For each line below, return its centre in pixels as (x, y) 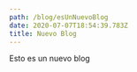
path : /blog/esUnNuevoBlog (59, 17)
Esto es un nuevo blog (49, 59)
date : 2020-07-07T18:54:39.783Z (68, 25)
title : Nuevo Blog (43, 33)
